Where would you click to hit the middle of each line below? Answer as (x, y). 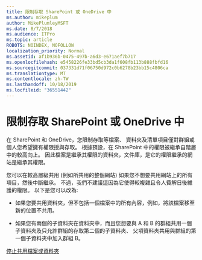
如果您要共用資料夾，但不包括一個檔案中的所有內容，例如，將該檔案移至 (105, 203)
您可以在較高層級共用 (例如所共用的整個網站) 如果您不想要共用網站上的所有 (99, 175)
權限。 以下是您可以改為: (47, 190)
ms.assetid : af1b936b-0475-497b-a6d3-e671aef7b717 (71, 57)
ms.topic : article (29, 40)
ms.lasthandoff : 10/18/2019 (42, 85)
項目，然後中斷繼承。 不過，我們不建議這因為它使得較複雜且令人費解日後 (97, 182)
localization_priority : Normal (46, 51)
